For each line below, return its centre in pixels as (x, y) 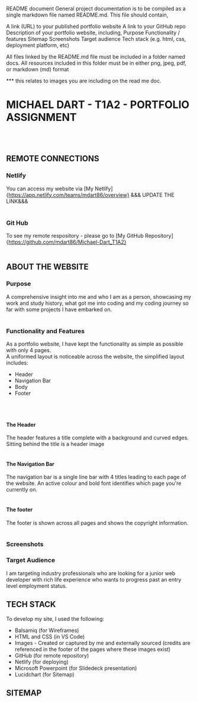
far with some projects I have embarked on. (59, 309)
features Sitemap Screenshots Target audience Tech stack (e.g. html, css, (96, 39)
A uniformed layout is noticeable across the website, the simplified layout (95, 356)
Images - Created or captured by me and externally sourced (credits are (102, 643)
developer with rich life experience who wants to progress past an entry (94, 579)
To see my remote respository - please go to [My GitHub (75, 235)
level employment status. (37, 586)
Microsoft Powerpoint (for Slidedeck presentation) (76, 668)
